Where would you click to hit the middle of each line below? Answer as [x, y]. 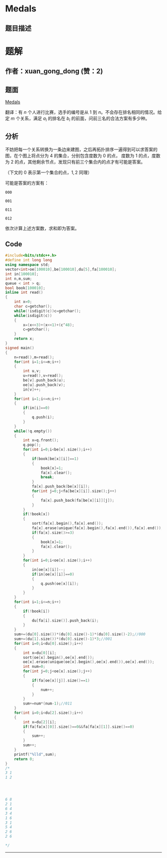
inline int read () [24, 293]
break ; [47, 477]
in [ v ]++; [32, 390]
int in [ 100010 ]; [22, 274]
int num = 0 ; [34, 667]
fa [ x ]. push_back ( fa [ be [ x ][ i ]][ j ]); [77, 500]
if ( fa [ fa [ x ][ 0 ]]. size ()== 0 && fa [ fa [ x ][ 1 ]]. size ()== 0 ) [79, 727]
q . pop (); [32, 445]
